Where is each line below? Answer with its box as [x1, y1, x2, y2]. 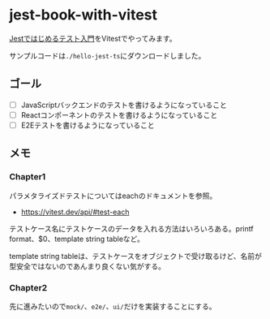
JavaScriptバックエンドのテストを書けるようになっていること [20, 100, 228, 110]
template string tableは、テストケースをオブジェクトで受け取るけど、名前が [9, 251, 263, 261]
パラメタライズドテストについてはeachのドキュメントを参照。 [9, 191, 217, 200]
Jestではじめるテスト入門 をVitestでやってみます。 [9, 33, 177, 43]
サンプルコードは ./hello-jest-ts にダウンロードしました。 [9, 50, 206, 60]
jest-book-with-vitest [9, 6, 157, 24]
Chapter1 [9, 171, 46, 183]
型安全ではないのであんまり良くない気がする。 [9, 261, 165, 271]
